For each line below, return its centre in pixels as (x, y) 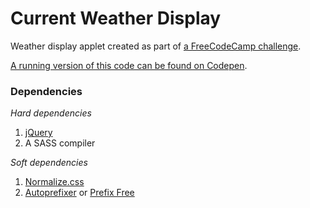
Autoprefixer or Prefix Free (79, 193)
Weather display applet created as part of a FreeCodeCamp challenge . (156, 46)
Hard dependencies (51, 113)
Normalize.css (54, 182)
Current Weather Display (116, 18)
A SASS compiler (60, 143)
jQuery (38, 133)
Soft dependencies (49, 163)
